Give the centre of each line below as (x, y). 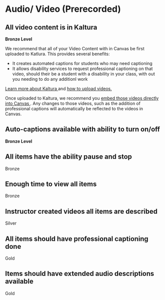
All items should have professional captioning (77, 239)
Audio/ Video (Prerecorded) (63, 9)
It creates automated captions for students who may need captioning (82, 63)
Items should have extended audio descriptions (80, 274)
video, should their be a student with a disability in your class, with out (83, 74)
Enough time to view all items (51, 184)
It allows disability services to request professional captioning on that (82, 68)
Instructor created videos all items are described (81, 211)
